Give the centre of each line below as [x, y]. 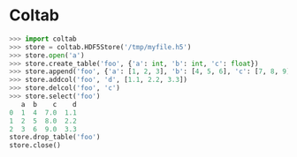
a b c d [49, 104]
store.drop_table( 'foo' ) [55, 138]
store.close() [35, 146]
